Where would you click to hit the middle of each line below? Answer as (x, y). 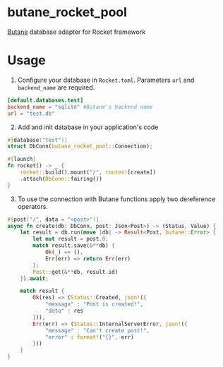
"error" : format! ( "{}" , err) (89, 337)
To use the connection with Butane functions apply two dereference (116, 199)
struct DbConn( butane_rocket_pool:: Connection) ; (80, 146)
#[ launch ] (22, 160)
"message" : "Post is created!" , (94, 304)
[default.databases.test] (45, 100)
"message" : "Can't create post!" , (97, 330)
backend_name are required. (56, 87)
